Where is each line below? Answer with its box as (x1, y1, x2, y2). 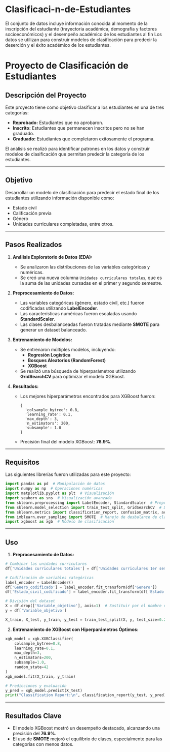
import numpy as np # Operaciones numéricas (5, 486, 103, 491)
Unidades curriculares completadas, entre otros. (12, 221, 114, 227)
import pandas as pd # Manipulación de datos (5, 482, 105, 487)
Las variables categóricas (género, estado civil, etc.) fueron (20, 299, 145, 306)
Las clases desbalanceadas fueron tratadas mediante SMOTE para (20, 321, 160, 327)
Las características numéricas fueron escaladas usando (20, 310, 137, 316)
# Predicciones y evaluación (5, 683, 67, 688)
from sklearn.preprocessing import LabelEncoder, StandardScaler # (5, 500, 153, 505)
